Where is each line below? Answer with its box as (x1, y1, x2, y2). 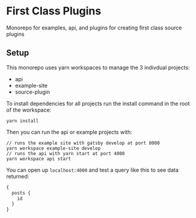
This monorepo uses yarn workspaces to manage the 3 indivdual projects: (6, 64, 191, 71)
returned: (6, 172, 29, 180)
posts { (11, 190, 31, 196)
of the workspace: (6, 106, 52, 114)
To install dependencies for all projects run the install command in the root (6, 100, 190, 107)
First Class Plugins (6, 4, 102, 18)
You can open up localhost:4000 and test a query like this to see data (6, 166, 179, 174)
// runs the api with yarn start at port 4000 (6, 150, 125, 157)
